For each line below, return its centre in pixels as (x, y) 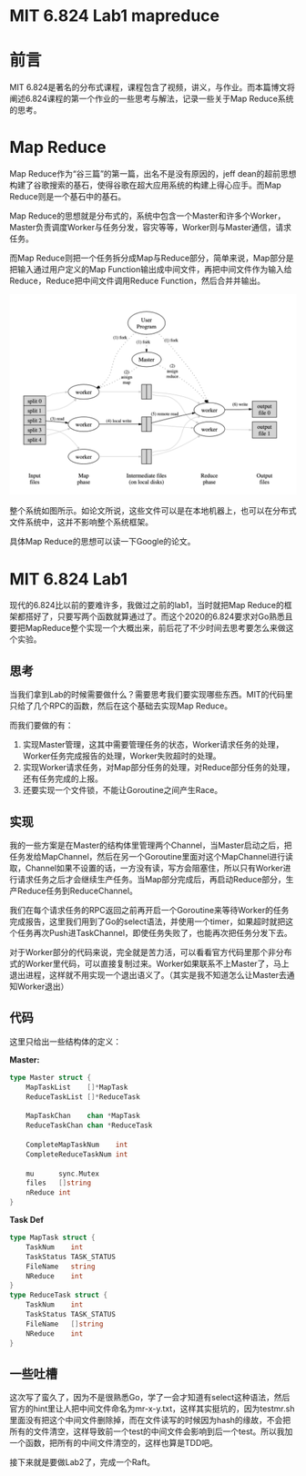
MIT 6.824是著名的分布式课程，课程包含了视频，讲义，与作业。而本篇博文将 (153, 87)
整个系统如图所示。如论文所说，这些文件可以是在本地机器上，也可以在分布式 (153, 511)
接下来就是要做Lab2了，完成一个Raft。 (82, 1462)
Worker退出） (43, 987)
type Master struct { (51, 1077)
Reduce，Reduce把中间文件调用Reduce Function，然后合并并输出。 (138, 281)
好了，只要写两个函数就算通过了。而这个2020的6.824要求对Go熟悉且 (163, 616)
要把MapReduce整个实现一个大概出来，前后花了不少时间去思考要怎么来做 (148, 628)
